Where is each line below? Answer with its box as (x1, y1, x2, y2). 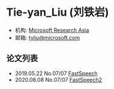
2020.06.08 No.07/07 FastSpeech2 (14, 76, 103, 83)
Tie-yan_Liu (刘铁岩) (6, 5, 109, 19)
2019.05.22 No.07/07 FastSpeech (14, 70, 98, 77)
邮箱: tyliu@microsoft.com (14, 34, 80, 41)
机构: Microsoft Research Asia (14, 26, 89, 34)
